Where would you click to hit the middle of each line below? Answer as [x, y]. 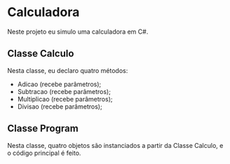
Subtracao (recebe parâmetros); [64, 91]
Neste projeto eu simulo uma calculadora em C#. [78, 32]
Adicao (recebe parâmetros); [59, 84]
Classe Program [43, 129]
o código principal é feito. [44, 153]
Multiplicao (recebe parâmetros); [65, 99]
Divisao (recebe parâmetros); [60, 107]
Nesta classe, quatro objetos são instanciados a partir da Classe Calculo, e [115, 145]
